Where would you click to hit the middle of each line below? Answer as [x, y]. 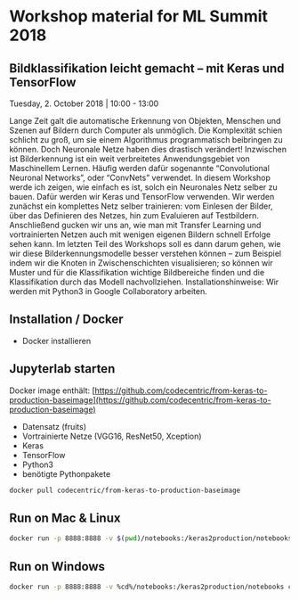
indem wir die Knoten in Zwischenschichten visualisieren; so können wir [141, 263]
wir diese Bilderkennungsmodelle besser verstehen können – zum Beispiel [145, 253]
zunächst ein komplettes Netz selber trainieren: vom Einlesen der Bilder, [141, 206]
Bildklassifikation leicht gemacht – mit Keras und [147, 68]
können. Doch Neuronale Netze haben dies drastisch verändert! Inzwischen [148, 149]
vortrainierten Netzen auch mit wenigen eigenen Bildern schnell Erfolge [140, 234]
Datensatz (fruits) [54, 426]
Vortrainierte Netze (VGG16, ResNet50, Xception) [112, 436]
